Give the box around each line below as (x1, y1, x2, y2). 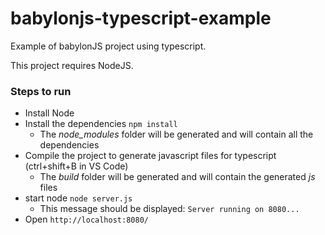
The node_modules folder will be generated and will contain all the (39, 128, 314, 141)
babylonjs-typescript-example (10, 7, 272, 30)
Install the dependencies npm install (24, 118, 178, 130)
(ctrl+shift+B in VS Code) (24, 160, 129, 172)
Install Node (24, 107, 75, 119)
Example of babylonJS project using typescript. (10, 40, 207, 52)
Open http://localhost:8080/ (24, 213, 149, 226)
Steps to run (10, 84, 72, 98)
